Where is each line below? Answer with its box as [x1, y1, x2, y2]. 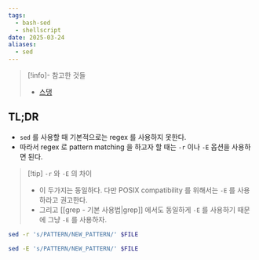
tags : [8, 11, 26, 20]
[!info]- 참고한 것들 [27, 71, 86, 79]
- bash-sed [15, 19, 51, 27]
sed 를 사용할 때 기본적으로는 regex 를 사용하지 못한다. [19, 132, 187, 141]
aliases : [8, 41, 37, 49]
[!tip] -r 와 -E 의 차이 [27, 168, 93, 178]
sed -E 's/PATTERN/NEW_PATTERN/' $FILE [8, 244, 139, 252]
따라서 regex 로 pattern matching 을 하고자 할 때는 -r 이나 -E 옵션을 [19, 142, 230, 152]
